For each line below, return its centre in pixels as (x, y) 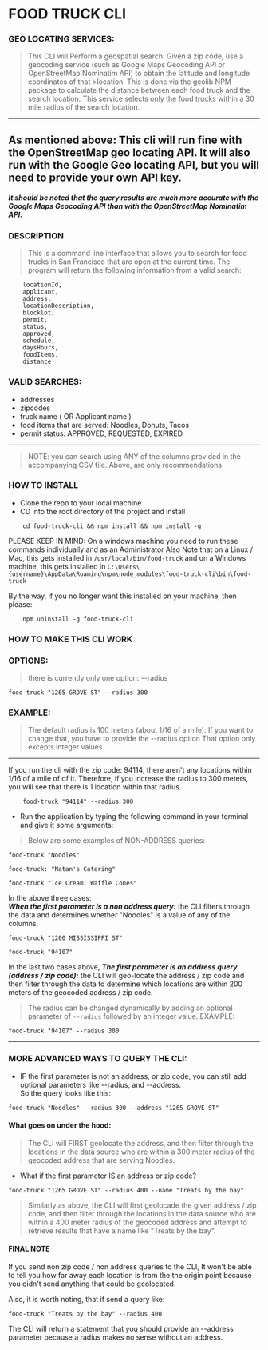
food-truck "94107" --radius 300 (64, 1031)
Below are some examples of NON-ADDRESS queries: (116, 841)
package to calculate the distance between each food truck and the (139, 90)
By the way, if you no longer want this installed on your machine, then (122, 596)
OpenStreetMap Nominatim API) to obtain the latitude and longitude (139, 74)
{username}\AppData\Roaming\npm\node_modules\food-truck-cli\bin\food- (130, 574)
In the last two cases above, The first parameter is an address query (123, 967)
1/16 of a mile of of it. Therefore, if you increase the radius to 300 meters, (128, 779)
